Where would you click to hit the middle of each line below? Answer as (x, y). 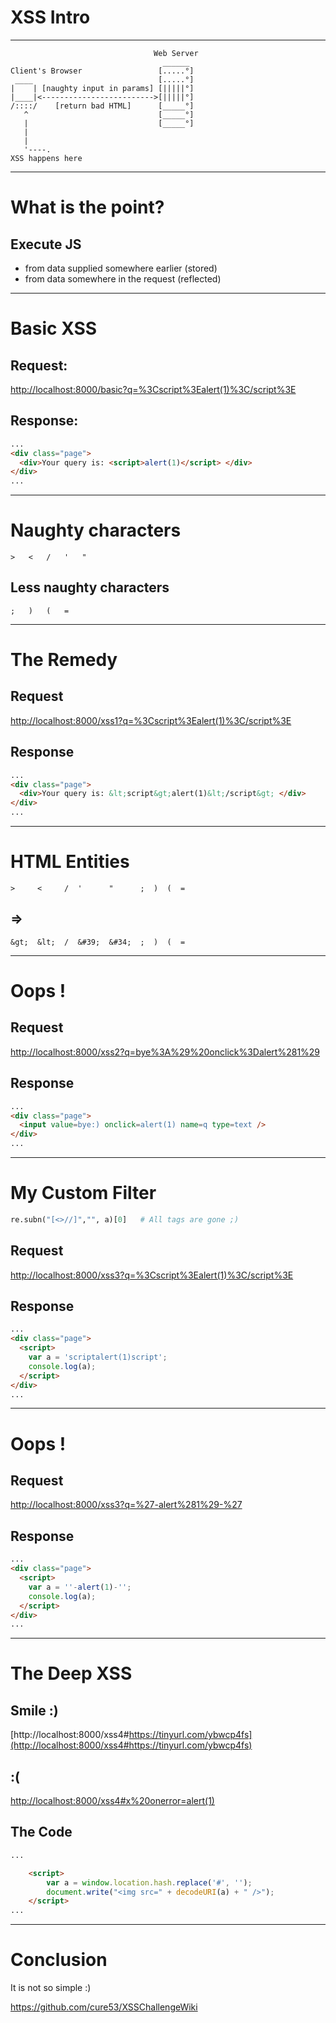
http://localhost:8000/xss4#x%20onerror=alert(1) (112, 1801)
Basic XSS (54, 328)
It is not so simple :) (51, 1988)
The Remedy (64, 660)
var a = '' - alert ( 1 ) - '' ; (80, 1587)
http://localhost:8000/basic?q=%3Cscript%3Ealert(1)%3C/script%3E (153, 389)
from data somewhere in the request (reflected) (123, 278)
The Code (41, 1832)
